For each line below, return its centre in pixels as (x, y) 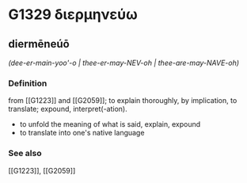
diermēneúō (39, 44)
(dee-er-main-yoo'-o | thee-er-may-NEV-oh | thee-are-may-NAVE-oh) (124, 63)
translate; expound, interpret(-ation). (68, 109)
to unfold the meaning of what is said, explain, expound (110, 124)
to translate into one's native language (82, 133)
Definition (28, 83)
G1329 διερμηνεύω (73, 15)
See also (25, 154)
